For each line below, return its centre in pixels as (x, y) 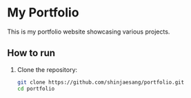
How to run (31, 53)
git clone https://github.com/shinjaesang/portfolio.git (101, 82)
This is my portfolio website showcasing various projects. (89, 32)
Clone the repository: (47, 69)
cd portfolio (36, 88)
